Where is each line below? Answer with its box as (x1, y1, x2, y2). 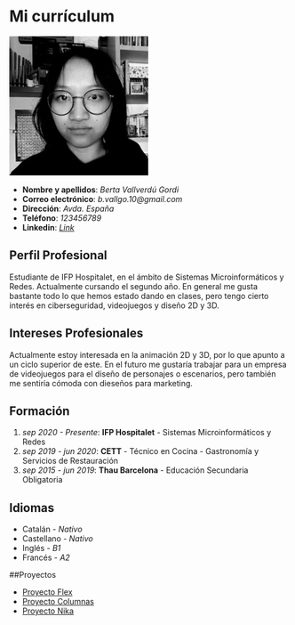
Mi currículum (9, 6, 116, 27)
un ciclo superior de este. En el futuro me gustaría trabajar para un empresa (9, 359, 287, 369)
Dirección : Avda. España (21, 203, 115, 214)
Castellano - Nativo (21, 533, 93, 544)
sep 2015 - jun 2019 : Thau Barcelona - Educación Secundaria (21, 465, 249, 475)
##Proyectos (9, 570, 56, 580)
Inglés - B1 (21, 543, 61, 554)
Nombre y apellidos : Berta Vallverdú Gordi (21, 184, 179, 195)
